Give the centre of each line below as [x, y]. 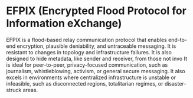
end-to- [178, 40]
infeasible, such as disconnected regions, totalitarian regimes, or [85, 83]
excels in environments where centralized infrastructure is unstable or [91, 77]
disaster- [175, 83]
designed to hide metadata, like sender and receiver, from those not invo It [97, 58]
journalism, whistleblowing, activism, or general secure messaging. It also [96, 71]
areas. [30, 90]
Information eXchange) [64, 23]
